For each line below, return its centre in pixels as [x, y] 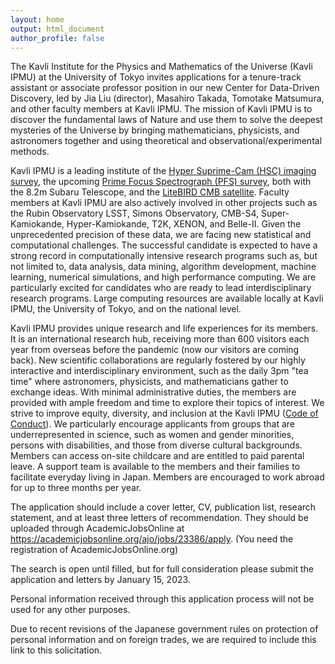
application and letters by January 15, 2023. [100, 580]
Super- [275, 213]
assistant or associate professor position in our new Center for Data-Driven [165, 88]
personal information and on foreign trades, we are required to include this [163, 640]
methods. [30, 152]
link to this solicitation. [56, 650]
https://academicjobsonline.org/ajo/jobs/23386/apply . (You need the [152, 539]
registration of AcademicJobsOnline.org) [94, 550]
